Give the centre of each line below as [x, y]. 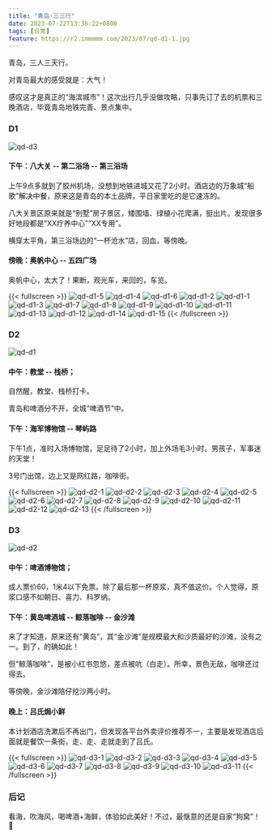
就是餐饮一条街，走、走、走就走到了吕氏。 [86, 741]
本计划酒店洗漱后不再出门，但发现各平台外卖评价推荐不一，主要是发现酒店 [132, 731]
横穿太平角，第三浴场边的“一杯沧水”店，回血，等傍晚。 [100, 240]
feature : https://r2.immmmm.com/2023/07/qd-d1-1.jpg [99, 39]
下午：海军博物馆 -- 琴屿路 [53, 429]
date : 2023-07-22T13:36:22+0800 [63, 24]
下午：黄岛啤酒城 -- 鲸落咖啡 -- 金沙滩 [72, 617]
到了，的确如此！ [51, 647]
